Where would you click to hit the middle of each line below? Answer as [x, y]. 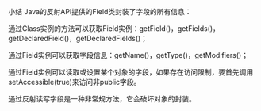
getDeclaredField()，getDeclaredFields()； [78, 38]
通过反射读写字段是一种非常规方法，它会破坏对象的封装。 [102, 99]
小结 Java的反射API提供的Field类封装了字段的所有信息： [100, 11]
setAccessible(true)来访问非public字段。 [75, 82]
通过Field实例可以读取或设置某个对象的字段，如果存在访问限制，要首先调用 [131, 72]
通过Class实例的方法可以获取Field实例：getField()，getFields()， [114, 29]
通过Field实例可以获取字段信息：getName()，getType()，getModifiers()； [128, 55]
